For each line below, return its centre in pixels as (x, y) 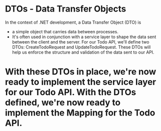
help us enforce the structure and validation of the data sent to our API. (83, 52)
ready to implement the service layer (80, 82)
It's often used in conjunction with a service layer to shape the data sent (84, 37)
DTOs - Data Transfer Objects (65, 9)
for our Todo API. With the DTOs (71, 92)
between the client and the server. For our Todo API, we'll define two (80, 42)
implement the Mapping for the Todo (80, 113)
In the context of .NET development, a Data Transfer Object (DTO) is (73, 22)
